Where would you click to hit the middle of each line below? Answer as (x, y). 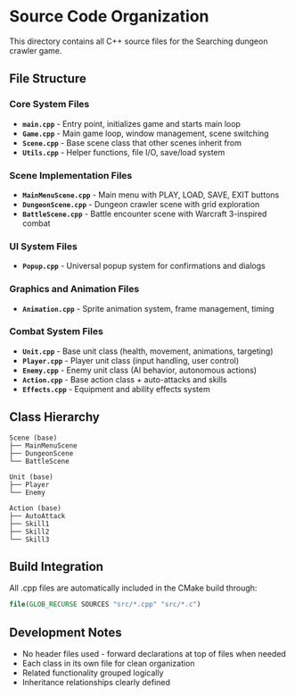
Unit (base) (31, 477)
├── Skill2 (29, 532)
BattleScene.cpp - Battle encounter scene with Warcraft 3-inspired (144, 214)
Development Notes (66, 632)
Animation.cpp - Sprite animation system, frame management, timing (148, 308)
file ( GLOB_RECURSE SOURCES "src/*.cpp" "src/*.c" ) (105, 605)
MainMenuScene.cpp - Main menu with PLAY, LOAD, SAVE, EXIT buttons (151, 195)
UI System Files (43, 246)
